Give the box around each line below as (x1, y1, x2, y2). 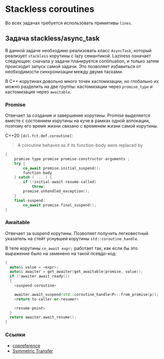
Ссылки (5, 331, 26, 338)
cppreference (12, 343, 41, 349)
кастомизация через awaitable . (5, 88, 72, 95)
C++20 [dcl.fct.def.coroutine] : (5, 133, 74, 139)
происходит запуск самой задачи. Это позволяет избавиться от (5, 63, 141, 69)
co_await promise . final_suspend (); (23, 203, 97, 208)
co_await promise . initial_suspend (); (23, 165, 101, 171)
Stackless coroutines (5, 3, 94, 15)
